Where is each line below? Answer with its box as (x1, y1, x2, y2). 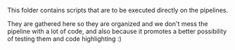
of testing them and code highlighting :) (7, 35, 122, 43)
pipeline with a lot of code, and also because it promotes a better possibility (7, 27, 227, 35)
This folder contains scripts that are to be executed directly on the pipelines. (7, 6, 229, 14)
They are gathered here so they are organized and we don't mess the (7, 20, 208, 27)
